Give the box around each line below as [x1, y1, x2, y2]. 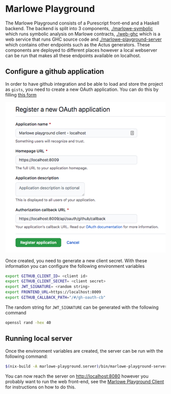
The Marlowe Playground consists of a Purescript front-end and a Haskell [5, 20, 159, 26]
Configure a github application [5, 67, 104, 76]
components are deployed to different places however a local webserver [5, 47, 158, 53]
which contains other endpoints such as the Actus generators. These [5, 41, 150, 47]
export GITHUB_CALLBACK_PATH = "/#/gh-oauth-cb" [5, 295, 106, 300]
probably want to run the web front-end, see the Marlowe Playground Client [5, 378, 164, 384]
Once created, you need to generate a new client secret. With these [5, 257, 148, 263]
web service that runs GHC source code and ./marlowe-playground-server [5, 36, 162, 42]
